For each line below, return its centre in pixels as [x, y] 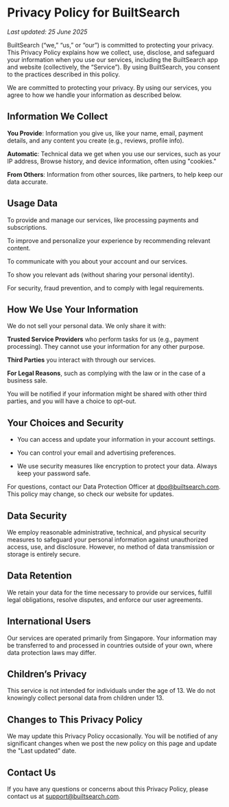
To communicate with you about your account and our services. [97, 261]
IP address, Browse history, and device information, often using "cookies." [112, 161]
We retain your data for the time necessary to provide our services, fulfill [110, 592]
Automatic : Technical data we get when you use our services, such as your [114, 153]
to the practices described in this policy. [63, 74]
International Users [49, 622]
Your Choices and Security [65, 423]
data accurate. [27, 182]
